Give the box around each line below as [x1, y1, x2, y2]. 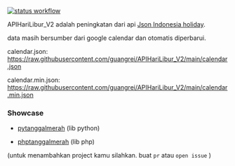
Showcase [7, 108, 44, 118]
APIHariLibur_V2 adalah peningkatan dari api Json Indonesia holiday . [7, 20, 206, 28]
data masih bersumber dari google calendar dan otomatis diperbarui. [7, 34, 206, 42]
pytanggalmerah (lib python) [17, 124, 100, 132]
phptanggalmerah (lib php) [17, 137, 95, 146]
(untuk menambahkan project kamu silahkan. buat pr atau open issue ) [7, 151, 212, 160]
